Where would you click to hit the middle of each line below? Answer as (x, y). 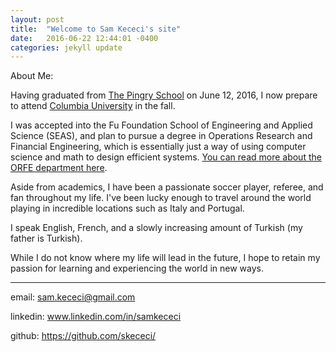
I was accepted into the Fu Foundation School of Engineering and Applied (161, 125)
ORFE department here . (59, 168)
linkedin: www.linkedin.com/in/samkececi (96, 317)
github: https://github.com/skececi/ (83, 336)
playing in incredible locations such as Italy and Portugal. (127, 208)
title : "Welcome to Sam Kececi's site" (96, 29)
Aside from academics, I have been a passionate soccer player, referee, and (167, 187)
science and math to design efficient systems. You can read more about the (166, 157)
